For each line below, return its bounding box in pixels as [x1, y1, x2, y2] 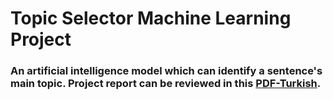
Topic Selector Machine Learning [10, 7, 292, 30]
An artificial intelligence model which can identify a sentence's [10, 64, 323, 78]
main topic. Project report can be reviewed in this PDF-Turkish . [10, 77, 322, 91]
